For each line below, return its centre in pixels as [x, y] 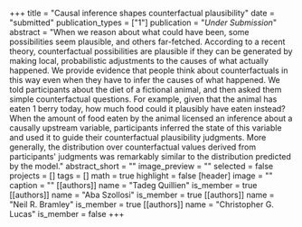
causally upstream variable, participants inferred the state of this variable [146, 128]
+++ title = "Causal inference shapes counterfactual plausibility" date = [142, 13]
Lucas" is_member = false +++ [67, 214]
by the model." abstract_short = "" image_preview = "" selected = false [142, 166]
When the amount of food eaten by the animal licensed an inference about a [151, 118]
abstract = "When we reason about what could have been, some [129, 32]
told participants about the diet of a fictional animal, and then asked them [146, 90]
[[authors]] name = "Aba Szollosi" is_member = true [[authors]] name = [142, 195]
